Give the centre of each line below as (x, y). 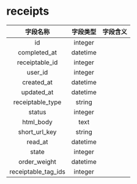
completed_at (37, 52)
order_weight (37, 161)
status (37, 112)
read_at (37, 142)
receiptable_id (37, 62)
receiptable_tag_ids (37, 171)
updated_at (37, 92)
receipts (28, 11)
